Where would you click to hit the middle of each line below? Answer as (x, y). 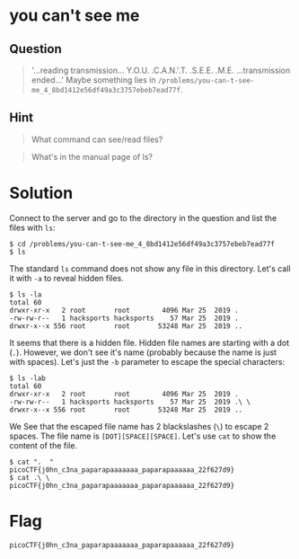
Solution (41, 193)
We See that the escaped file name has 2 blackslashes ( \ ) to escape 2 (139, 426)
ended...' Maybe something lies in (93, 80)
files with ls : (32, 227)
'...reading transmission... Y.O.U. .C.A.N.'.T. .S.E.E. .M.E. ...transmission (161, 70)
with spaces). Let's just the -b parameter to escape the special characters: (147, 361)
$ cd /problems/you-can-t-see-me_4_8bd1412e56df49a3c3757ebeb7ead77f (142, 244)
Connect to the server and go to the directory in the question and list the (143, 217)
